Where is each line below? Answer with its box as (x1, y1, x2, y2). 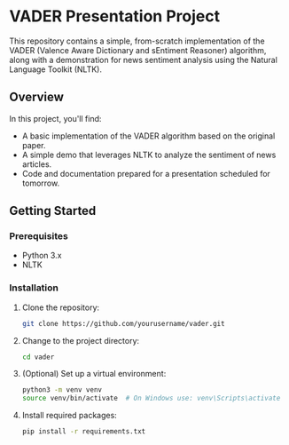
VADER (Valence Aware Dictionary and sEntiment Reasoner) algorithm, (9, 44, 267, 55)
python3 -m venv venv (21, 385, 103, 394)
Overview (9, 90, 65, 105)
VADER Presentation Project (9, 6, 220, 27)
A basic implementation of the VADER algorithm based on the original (21, 131, 276, 141)
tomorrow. (21, 178, 60, 188)
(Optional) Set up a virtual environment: (21, 369, 167, 379)
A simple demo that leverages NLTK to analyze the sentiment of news (21, 149, 277, 160)
